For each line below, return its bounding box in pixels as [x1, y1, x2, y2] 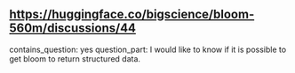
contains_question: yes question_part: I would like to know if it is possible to [9, 44, 287, 55]
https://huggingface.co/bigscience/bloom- [9, 7, 255, 22]
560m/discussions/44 [9, 21, 136, 36]
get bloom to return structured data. [9, 53, 140, 64]
